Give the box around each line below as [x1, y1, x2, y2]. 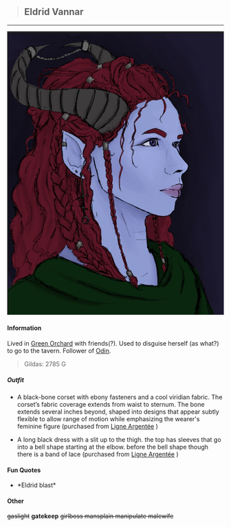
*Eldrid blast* [16, 481, 56, 489]
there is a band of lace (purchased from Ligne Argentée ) [16, 450, 179, 458]
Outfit [7, 375, 24, 384]
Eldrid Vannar [23, 6, 84, 18]
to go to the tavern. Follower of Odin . [7, 346, 111, 355]
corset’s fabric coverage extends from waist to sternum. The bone [16, 400, 205, 408]
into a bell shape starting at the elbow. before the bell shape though [16, 442, 208, 451]
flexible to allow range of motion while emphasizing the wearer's [16, 414, 200, 423]
